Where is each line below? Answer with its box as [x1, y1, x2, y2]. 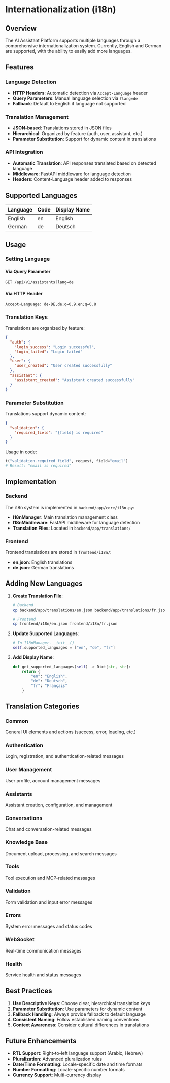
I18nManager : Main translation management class [12, 514, 118, 520]
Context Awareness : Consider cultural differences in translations [12, 1022, 149, 1028]
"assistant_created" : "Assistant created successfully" [14, 377, 135, 383]
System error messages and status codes [5, 923, 92, 930]
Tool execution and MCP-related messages [5, 875, 95, 881]
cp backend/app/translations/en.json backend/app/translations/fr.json [12, 607, 167, 613]
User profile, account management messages [5, 777, 101, 783]
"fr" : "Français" [31, 683, 67, 689]
